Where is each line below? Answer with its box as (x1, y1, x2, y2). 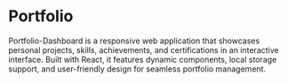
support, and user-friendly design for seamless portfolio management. (8, 64, 267, 74)
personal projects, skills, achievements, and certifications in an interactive (8, 44, 279, 55)
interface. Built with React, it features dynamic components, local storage (8, 54, 277, 64)
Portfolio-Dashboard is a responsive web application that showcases (8, 35, 260, 46)
